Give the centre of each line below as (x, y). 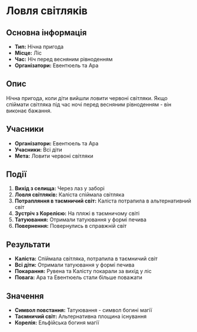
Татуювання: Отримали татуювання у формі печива (81, 220)
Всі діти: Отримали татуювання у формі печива (74, 265)
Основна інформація (46, 33)
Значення (25, 296)
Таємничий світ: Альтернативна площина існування (81, 317)
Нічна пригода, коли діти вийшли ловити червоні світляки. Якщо (87, 98)
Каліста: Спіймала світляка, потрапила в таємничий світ (86, 259)
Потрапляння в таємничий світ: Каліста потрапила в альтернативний (103, 201)
